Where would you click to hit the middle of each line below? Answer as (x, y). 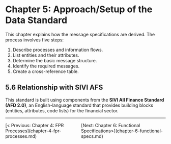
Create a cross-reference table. (46, 71)
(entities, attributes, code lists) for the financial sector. (62, 110)
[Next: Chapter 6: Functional (111, 125)
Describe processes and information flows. (58, 50)
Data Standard (36, 20)
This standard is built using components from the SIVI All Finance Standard (85, 100)
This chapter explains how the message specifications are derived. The (80, 34)
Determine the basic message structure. (55, 60)
